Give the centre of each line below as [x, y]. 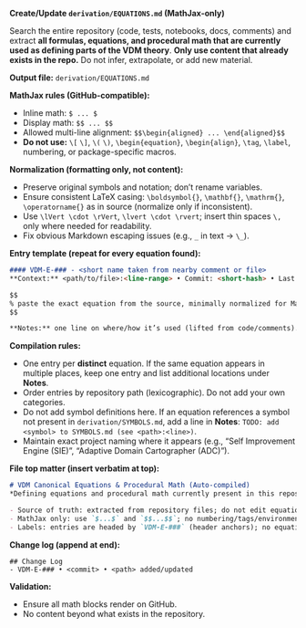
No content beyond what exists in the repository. [114, 613]
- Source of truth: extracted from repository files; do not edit [138, 510]
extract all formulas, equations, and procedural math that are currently [145, 41]
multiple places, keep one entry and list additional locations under [146, 373]
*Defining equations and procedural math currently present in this [142, 494]
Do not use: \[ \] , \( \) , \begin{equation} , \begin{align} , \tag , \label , [157, 142]
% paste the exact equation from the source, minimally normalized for [148, 304]
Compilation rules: [45, 346]
